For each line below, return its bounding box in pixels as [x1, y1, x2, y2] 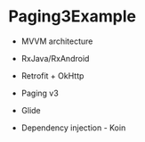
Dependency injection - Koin [20, 122, 126, 133]
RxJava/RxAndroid [20, 53, 90, 63]
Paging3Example [8, 6, 137, 27]
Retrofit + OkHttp [20, 70, 85, 81]
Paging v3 [20, 88, 59, 98]
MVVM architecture [20, 36, 93, 46]
